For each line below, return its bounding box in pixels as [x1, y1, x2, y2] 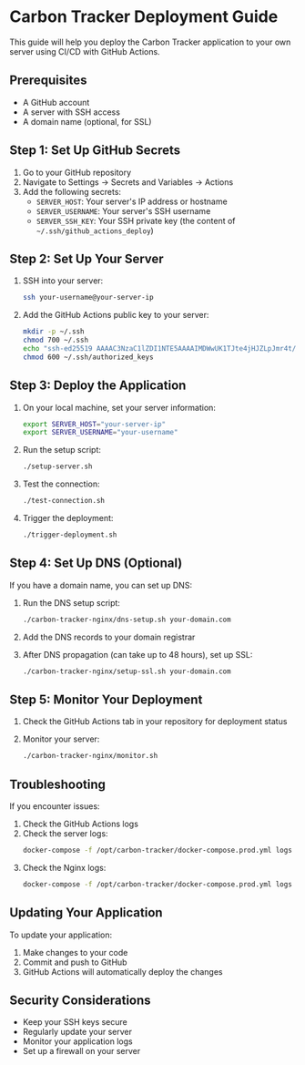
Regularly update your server [22, 1027, 133, 1038]
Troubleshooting [9, 776, 107, 792]
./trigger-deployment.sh [22, 530, 117, 539]
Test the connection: [22, 478, 100, 489]
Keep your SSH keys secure [22, 1017, 127, 1028]
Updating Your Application [9, 905, 163, 921]
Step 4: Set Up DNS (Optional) [9, 556, 183, 571]
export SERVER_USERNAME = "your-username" [22, 428, 178, 437]
